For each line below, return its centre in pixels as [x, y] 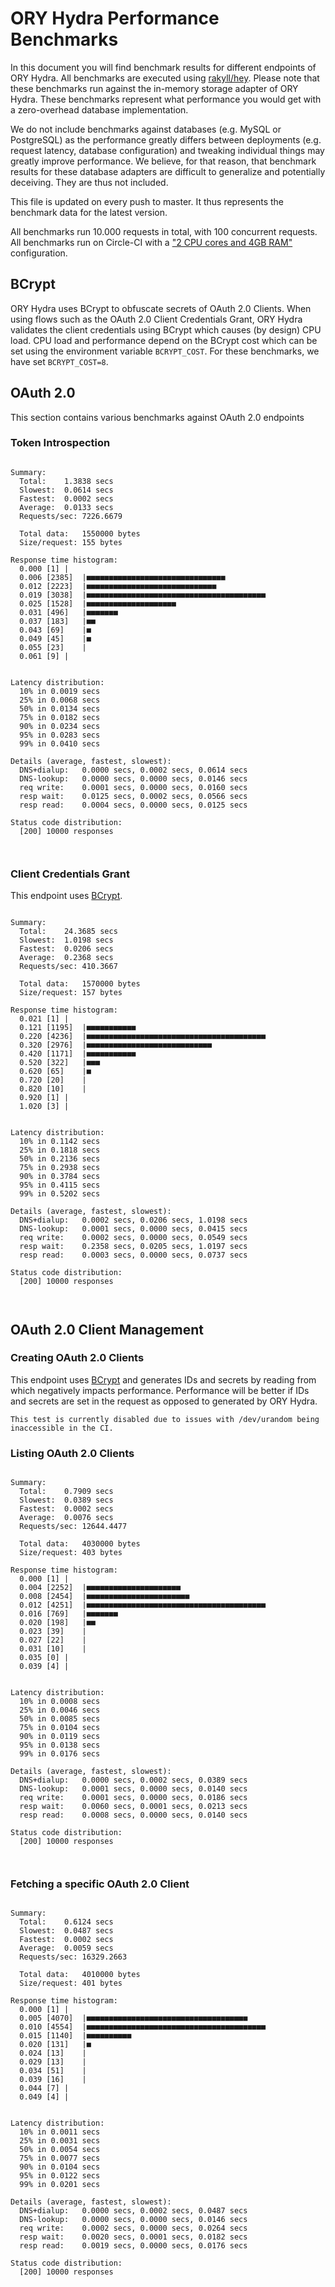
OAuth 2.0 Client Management [107, 1329]
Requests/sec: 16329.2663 [73, 1957]
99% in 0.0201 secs [60, 2185]
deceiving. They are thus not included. [89, 182]
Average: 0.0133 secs [66, 507]
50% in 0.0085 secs [60, 1719]
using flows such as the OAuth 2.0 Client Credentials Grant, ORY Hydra [156, 319]
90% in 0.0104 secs [60, 2167]
